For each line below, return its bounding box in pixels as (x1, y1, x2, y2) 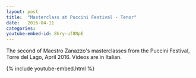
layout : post (6, 8, 39, 15)
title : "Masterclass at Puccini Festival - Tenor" (6, 14, 137, 20)
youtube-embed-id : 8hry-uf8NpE (6, 31, 84, 37)
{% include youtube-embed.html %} (6, 65, 95, 72)
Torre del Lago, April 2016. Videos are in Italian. (6, 54, 122, 61)
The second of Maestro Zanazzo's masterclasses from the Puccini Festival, (6, 47, 190, 54)
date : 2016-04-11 (6, 20, 55, 26)
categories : (6, 25, 36, 32)
